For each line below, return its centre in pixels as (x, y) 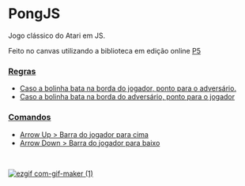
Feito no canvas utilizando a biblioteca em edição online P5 (105, 50)
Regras (22, 71)
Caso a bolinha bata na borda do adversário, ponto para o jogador (127, 97)
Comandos (30, 117)
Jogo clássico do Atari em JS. (57, 35)
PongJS (34, 14)
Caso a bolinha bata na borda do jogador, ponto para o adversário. (128, 88)
